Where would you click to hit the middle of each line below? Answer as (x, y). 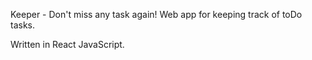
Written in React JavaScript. (67, 44)
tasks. (23, 25)
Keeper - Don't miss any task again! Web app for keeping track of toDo (156, 14)
